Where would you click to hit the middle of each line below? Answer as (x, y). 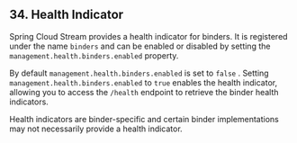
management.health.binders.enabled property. (94, 55)
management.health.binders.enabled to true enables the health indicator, (143, 82)
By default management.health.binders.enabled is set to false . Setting (139, 73)
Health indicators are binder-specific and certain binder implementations (144, 119)
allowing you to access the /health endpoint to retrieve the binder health (144, 92)
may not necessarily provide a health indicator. (96, 129)
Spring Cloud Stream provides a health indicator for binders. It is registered (148, 36)
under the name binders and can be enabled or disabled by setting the (140, 46)
